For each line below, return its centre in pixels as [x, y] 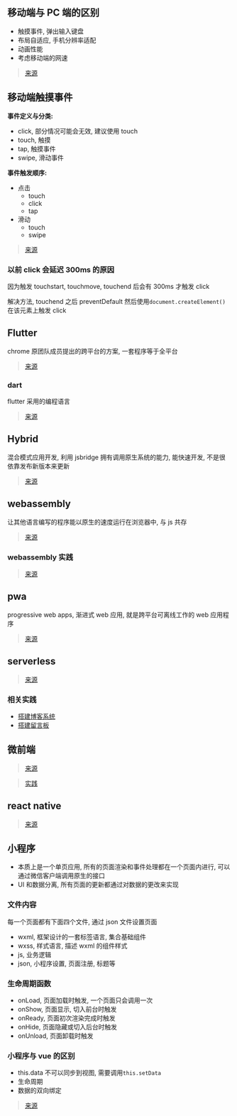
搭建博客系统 [36, 716]
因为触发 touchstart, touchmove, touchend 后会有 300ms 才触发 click [109, 286]
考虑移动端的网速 [43, 58]
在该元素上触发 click [37, 310]
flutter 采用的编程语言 [39, 401]
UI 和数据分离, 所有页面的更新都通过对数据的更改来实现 [98, 885]
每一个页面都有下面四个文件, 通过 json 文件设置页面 [82, 921]
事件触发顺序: [27, 173]
